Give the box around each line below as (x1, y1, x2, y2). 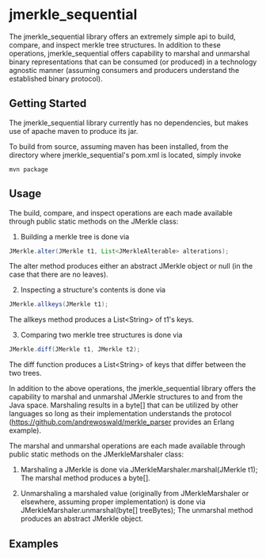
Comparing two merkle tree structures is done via (20, 331, 183, 340)
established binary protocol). (9, 74, 103, 83)
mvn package (9, 165, 48, 174)
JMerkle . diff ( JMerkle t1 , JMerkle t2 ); (9, 346, 141, 354)
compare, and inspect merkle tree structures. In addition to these (9, 40, 221, 49)
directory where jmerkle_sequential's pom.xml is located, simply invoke (9, 150, 241, 159)
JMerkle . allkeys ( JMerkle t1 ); (9, 300, 109, 308)
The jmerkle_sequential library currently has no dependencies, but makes (9, 117, 249, 128)
